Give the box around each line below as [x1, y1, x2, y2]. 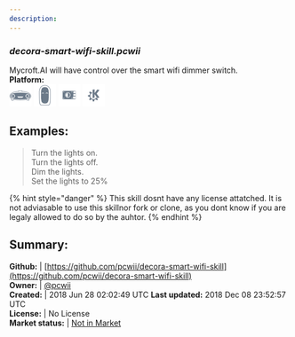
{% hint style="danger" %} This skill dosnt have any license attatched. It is [9, 192, 283, 203]
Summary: [9, 238, 68, 253]
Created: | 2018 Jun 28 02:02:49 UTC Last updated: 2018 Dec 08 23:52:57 [9, 289, 286, 300]
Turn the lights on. [30, 147, 98, 158]
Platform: [9, 74, 44, 84]
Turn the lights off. [30, 156, 99, 168]
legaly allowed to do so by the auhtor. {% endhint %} [9, 211, 203, 222]
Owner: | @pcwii [9, 279, 71, 290]
